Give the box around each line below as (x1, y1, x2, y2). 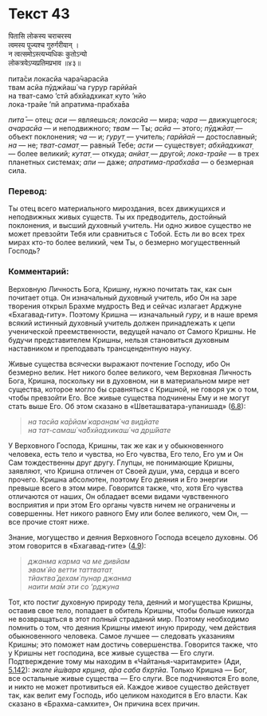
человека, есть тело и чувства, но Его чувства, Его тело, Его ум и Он (8, 449, 244, 458)
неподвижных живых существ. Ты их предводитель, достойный (8, 212, 227, 222)
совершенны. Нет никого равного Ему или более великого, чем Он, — (8, 508, 249, 518)
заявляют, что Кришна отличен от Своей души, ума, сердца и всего (8, 466, 240, 475)
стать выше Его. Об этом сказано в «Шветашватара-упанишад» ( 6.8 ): (8, 401, 246, 411)
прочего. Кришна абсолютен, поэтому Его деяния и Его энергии (8, 474, 228, 484)
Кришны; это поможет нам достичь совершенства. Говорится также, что (8, 639, 258, 649)
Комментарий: (8, 266, 69, 277)
